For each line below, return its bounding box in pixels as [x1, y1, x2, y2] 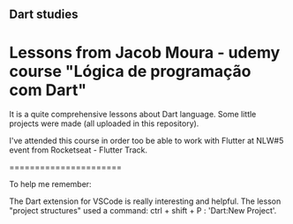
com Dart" [9, 79, 86, 100]
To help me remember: [9, 179, 92, 190]
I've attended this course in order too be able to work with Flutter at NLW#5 [9, 136, 284, 146]
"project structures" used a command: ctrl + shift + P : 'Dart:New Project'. [9, 205, 277, 216]
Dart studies [9, 7, 79, 22]
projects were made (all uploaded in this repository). [9, 118, 199, 129]
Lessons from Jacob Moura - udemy [9, 42, 281, 63]
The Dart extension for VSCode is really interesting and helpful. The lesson [9, 196, 282, 206]
